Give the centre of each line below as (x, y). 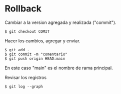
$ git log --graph (24, 87)
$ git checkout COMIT (27, 31)
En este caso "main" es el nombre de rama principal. (59, 68)
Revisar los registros (26, 77)
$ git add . (17, 50)
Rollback (23, 9)
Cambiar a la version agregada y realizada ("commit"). (60, 22)
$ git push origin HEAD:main (35, 58)
